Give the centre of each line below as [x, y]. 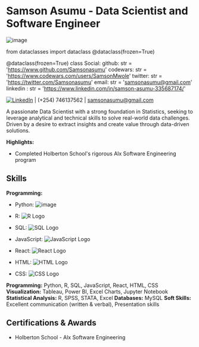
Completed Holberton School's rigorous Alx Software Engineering [96, 154]
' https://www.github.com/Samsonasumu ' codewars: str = [77, 69]
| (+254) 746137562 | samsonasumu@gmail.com [94, 100]
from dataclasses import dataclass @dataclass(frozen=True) [80, 51]
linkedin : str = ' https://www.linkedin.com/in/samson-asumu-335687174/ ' [96, 88]
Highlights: [20, 142]
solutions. [18, 130]
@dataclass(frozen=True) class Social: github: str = [69, 63]
